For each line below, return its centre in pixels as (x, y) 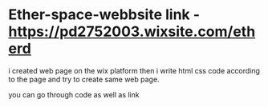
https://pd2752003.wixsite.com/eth (132, 32)
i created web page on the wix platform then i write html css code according (134, 70)
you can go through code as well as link (74, 94)
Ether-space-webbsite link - (104, 15)
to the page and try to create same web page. (84, 79)
